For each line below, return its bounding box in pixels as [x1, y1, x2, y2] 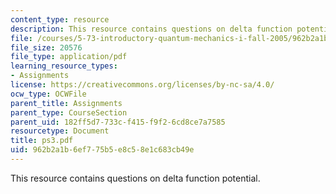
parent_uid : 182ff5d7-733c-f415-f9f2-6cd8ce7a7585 [10, 117, 226, 127]
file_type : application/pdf [10, 52, 128, 62]
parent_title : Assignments [10, 98, 123, 108]
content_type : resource [10, 14, 110, 25]
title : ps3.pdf [10, 136, 74, 146]
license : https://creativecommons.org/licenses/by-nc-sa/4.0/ [10, 80, 275, 90]
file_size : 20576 [10, 42, 83, 53]
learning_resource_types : [10, 61, 118, 71]
